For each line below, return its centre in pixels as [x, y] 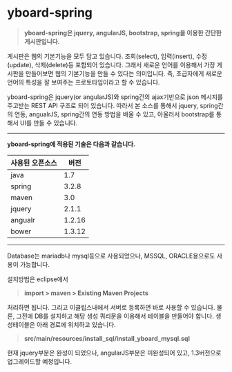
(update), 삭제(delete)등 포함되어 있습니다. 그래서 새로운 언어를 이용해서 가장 [111, 64]
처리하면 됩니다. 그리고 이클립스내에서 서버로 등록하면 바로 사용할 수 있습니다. [111, 307]
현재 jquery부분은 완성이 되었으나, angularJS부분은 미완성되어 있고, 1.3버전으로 [114, 353]
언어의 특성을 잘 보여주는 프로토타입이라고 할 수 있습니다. [84, 82]
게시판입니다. [42, 41]
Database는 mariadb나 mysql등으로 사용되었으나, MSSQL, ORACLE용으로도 [111, 256]
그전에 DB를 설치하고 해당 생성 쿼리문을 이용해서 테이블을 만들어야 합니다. [115, 316]
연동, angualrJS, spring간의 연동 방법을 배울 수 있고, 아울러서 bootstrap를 [114, 114]
